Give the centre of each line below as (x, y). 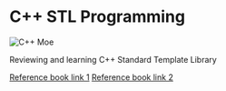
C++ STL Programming (98, 17)
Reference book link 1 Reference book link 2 (92, 77)
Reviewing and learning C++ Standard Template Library (113, 59)
